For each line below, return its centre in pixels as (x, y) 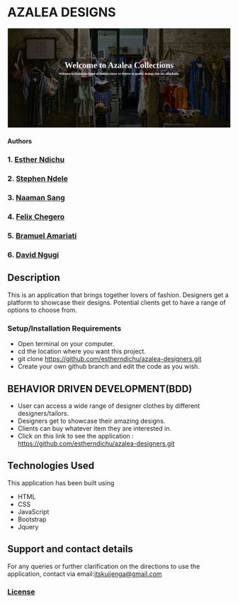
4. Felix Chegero (36, 217)
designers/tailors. (43, 413)
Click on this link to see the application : (76, 436)
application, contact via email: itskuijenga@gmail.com (85, 574)
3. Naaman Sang (36, 198)
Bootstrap (32, 519)
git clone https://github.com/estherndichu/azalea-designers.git (109, 359)
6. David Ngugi (33, 255)
